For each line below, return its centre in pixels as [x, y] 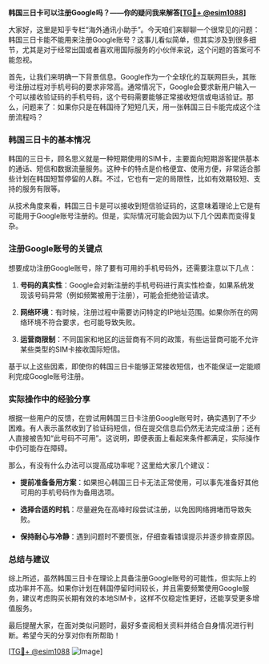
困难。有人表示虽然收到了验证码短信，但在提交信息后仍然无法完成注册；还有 [134, 428]
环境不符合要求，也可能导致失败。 [83, 322]
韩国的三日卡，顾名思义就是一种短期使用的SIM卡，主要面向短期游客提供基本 [134, 159]
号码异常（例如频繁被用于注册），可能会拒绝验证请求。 [124, 295]
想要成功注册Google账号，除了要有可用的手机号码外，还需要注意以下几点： [132, 267]
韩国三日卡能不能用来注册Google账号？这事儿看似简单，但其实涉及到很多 [129, 40]
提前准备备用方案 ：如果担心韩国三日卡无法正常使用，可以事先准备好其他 [139, 482]
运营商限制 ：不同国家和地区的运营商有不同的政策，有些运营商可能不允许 [139, 339]
